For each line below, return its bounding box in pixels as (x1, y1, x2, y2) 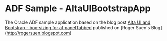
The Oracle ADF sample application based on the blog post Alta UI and (5, 19, 151, 25)
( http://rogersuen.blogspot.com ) (5, 30, 72, 36)
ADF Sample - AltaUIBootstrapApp (5, 3, 151, 14)
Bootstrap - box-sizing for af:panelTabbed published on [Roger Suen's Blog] (5, 24, 162, 30)
